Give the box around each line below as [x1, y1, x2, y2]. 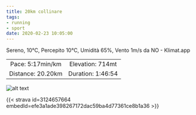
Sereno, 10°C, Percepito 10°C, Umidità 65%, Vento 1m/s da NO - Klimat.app [6, 47, 191, 54]
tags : [6, 14, 20, 20]
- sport [6, 25, 26, 31]
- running [6, 19, 31, 25]
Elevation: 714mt [69, 60, 117, 68]
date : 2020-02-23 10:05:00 [6, 31, 73, 37]
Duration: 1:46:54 [68, 70, 118, 78]
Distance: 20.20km [9, 70, 63, 78]
